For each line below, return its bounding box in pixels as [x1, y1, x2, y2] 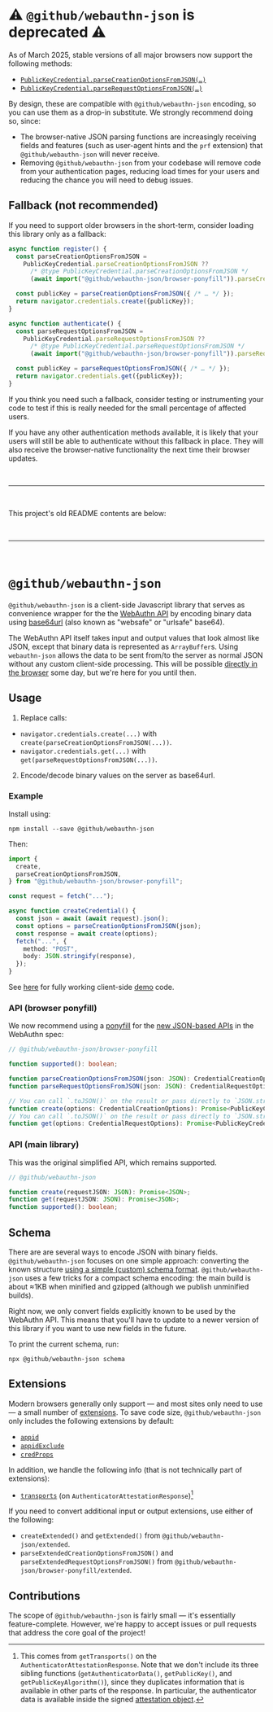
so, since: [8, 116, 41, 125]
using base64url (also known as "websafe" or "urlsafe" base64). [8, 617, 225, 627]
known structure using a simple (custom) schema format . [8, 1264, 201, 1274]
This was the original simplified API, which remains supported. [8, 1158, 217, 1167]
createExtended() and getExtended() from [19, 1530, 161, 1540]
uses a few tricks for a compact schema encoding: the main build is [24, 1272, 252, 1283]
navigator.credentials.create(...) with [19, 729, 157, 738]
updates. [8, 453, 38, 463]
